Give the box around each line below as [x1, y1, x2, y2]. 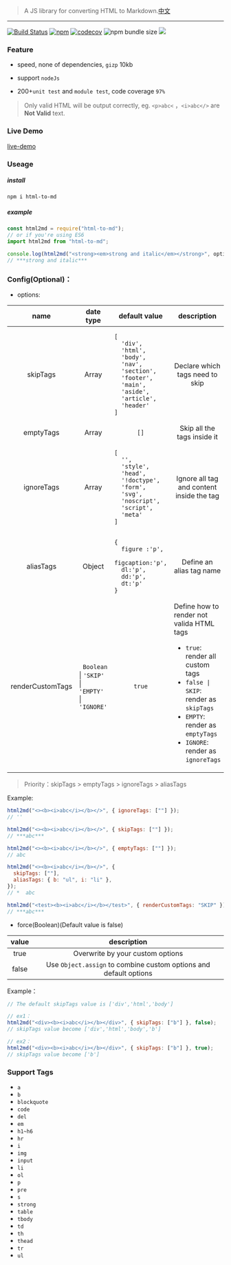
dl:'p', [121, 566, 146, 574]
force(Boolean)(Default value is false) [16, 920, 124, 928]
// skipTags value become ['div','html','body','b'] [7, 1025, 162, 1033]
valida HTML [173, 619, 215, 628]
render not [173, 610, 208, 620]
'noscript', [121, 497, 160, 505]
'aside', [121, 388, 150, 396]
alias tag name [174, 566, 221, 575]
